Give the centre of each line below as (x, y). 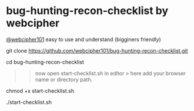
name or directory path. (64, 79)
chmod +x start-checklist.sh (40, 91)
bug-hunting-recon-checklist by (87, 11)
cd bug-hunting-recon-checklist (45, 62)
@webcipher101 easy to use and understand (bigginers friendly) (84, 39)
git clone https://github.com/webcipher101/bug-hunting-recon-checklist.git (97, 50)
